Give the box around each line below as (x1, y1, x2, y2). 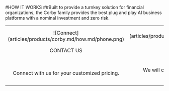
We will (143, 66, 160, 73)
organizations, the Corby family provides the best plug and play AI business (5, 10, 162, 16)
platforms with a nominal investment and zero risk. (5, 15, 110, 21)
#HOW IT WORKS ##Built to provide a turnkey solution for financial (5, 5, 144, 10)
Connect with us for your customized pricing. (13, 70, 120, 76)
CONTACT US (49, 47, 83, 54)
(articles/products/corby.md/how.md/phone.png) (8, 36, 125, 42)
